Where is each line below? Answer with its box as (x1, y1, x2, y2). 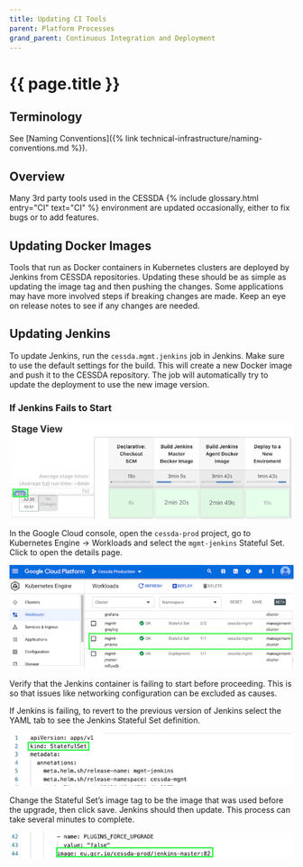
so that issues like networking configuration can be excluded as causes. (9, 688, 278, 698)
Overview (9, 169, 66, 184)
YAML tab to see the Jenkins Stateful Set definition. (9, 715, 201, 726)
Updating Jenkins (9, 326, 111, 342)
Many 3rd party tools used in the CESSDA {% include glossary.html (9, 193, 259, 204)
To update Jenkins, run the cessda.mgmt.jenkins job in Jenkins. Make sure (9, 350, 285, 360)
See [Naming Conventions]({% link (9, 133, 139, 144)
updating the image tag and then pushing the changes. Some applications (9, 281, 284, 292)
